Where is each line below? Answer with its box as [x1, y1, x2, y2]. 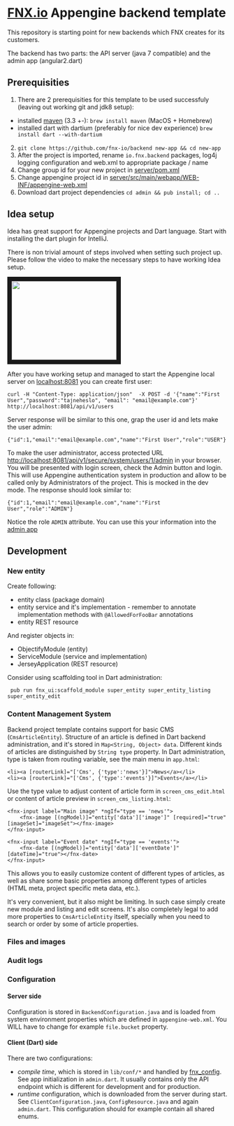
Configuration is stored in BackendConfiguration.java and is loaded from [7, 1007, 216, 1015]
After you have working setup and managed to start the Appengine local [7, 369, 215, 378]
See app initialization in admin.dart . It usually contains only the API [17, 1075, 210, 1083]
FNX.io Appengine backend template [7, 5, 226, 21]
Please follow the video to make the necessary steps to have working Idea [7, 255, 221, 264]
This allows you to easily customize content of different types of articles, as [7, 869, 225, 877]
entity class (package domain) [17, 596, 105, 604]
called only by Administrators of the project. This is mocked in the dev [7, 478, 209, 487]
